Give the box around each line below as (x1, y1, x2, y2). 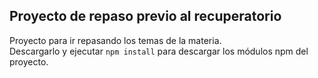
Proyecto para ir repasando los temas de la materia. (9, 34, 222, 46)
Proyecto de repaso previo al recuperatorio (9, 8, 282, 25)
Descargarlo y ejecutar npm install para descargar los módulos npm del (9, 45, 309, 57)
